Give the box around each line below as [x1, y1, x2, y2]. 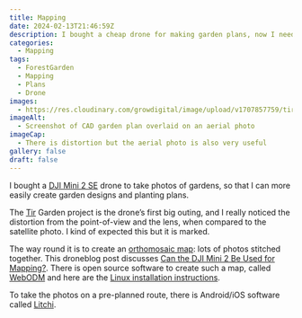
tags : [9, 55, 30, 64]
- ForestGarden [17, 64, 75, 73]
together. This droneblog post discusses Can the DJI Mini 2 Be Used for [9, 252, 276, 263]
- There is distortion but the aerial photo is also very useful [17, 138, 268, 147]
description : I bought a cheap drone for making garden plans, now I [9, 30, 276, 39]
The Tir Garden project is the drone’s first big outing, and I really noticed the [9, 207, 290, 217]
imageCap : [9, 130, 47, 139]
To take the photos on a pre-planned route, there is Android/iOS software [9, 289, 280, 300]
